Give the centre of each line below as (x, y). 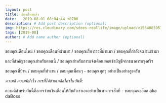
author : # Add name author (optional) (45, 37)
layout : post (19, 10)
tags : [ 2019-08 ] (22, 33)
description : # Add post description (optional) (56, 23)
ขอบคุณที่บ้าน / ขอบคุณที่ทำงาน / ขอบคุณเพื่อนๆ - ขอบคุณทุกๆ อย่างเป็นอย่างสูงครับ (73, 71)
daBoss (13, 96)
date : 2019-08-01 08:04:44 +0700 (42, 19)
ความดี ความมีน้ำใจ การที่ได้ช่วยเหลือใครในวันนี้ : (44, 81)
